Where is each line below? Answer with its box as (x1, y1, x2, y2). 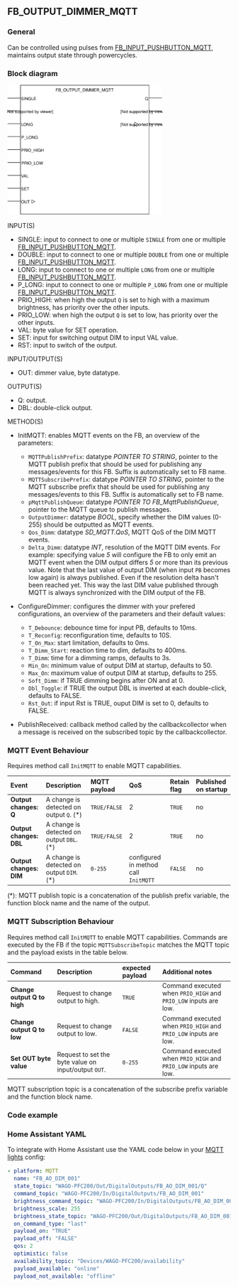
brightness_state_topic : (13, 1212, 87, 1219)
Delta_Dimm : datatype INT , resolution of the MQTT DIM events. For (28, 543, 221, 551)
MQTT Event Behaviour (7, 745, 89, 755)
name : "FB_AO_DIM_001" (13, 1175, 81, 1183)
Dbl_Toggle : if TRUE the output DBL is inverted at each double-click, (28, 684, 227, 692)
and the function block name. (7, 1092, 93, 1101)
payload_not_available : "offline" (13, 1272, 115, 1280)
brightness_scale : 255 (13, 1205, 81, 1212)
